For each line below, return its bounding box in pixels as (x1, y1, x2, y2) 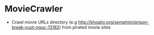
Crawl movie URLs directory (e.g (11, 19, 77, 25)
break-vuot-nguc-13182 (11, 24, 59, 30)
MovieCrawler (4, 3, 63, 14)
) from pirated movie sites (59, 24, 111, 30)
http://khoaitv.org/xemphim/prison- (78, 19, 149, 25)
